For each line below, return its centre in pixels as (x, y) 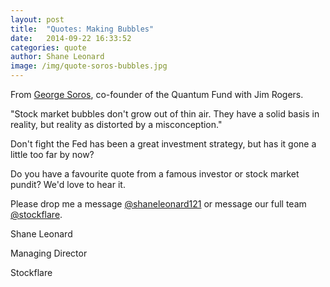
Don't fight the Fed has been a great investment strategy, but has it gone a (163, 144)
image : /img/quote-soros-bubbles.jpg (89, 66)
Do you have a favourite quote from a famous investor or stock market (155, 174)
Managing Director (49, 253)
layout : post (37, 19)
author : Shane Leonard (57, 57)
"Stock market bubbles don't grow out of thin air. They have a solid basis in (165, 114)
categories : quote (48, 47)
